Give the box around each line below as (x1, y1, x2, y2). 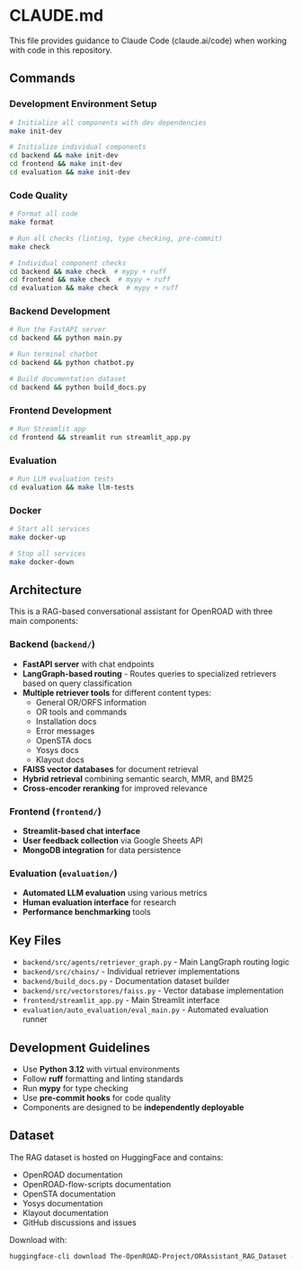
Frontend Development (9, 404, 112, 416)
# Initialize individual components (9, 143, 147, 152)
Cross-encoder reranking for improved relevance (22, 783, 209, 794)
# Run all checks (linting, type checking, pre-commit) (9, 234, 223, 243)
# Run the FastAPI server (9, 325, 106, 334)
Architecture (9, 582, 83, 598)
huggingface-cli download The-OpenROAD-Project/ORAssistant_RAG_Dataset (9, 1251, 288, 1261)
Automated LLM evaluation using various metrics (22, 887, 208, 899)
